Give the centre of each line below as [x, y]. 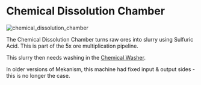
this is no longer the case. [38, 75]
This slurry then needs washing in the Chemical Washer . [76, 57]
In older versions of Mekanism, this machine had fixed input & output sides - [101, 69]
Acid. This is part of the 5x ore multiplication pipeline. [72, 46]
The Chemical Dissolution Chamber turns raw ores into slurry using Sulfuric [100, 39]
